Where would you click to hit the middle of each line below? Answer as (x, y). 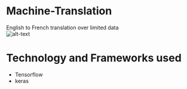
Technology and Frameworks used (94, 58)
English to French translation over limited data (62, 27)
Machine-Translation (59, 11)
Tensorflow (29, 74)
